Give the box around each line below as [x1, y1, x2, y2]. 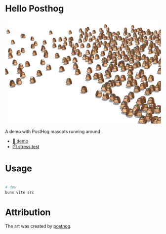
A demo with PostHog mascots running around [5, 128, 100, 134]
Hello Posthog [5, 3, 64, 14]
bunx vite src [5, 190, 35, 195]
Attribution [5, 207, 51, 218]
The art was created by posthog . [5, 223, 72, 229]
